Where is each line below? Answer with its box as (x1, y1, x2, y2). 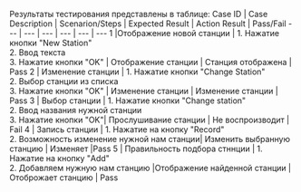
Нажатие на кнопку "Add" (9, 153, 111, 163)
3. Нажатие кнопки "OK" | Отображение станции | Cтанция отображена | (9, 57, 292, 67)
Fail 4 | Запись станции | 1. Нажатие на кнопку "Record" (9, 124, 225, 135)
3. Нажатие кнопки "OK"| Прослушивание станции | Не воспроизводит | (9, 114, 290, 125)
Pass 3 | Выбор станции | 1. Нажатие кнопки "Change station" (9, 95, 247, 106)
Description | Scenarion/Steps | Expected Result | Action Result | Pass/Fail (9, 18, 287, 29)
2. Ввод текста (9, 47, 66, 58)
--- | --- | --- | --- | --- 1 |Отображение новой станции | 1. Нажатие (24, 28, 279, 38)
